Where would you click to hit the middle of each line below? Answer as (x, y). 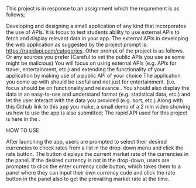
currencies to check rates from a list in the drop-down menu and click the (95, 148)
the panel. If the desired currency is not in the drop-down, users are (88, 160)
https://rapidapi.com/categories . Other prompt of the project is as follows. (95, 51)
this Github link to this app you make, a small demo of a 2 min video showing (98, 107)
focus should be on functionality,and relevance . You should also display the (98, 88)
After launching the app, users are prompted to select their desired (87, 142)
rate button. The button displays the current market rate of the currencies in (97, 154)
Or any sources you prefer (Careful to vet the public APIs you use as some (96, 57)
